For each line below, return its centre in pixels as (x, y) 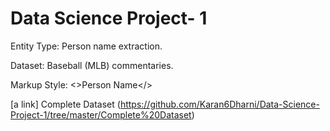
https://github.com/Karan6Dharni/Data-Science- (219, 104)
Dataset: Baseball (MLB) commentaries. (92, 65)
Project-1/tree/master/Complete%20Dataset (101, 114)
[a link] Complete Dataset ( (65, 104)
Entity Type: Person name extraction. (86, 46)
